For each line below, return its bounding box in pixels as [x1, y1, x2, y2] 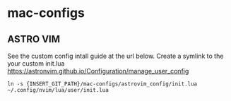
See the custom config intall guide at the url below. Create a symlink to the [7, 52, 224, 60]
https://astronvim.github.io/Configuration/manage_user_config [7, 67, 189, 75]
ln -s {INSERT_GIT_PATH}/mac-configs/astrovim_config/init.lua [7, 81, 198, 88]
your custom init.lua [7, 59, 65, 68]
